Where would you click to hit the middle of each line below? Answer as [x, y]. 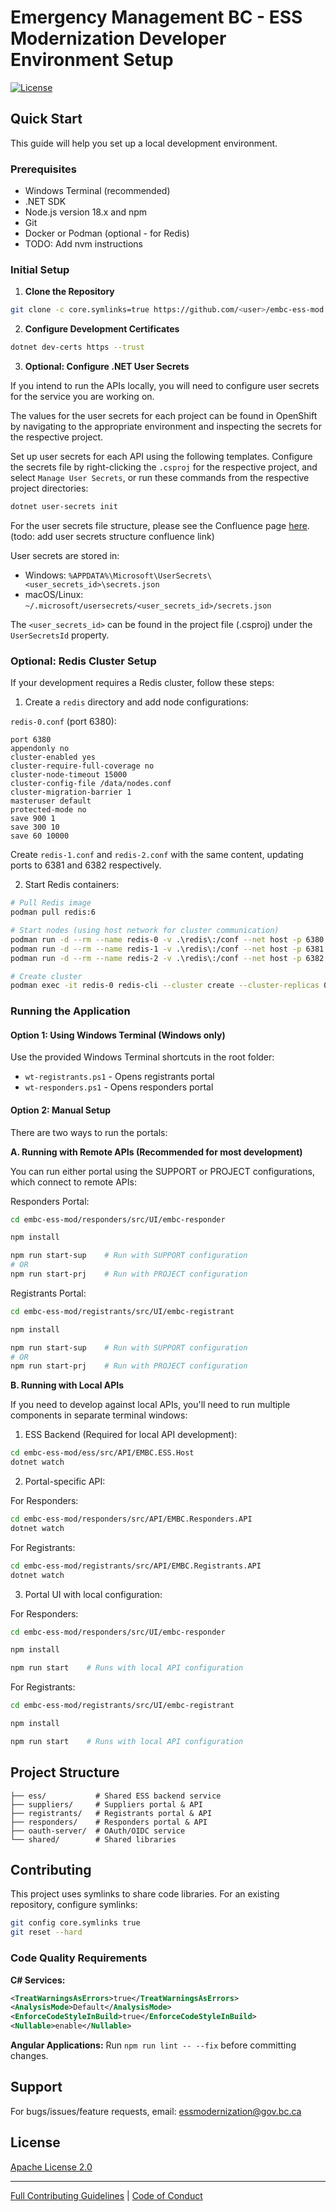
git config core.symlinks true [75, 1923]
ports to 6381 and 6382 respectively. [86, 865]
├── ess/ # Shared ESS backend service [116, 1796]
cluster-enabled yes [53, 757]
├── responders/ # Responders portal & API [109, 1822]
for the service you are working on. [82, 397]
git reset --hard [46, 1932]
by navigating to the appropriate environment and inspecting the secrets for [166, 427]
